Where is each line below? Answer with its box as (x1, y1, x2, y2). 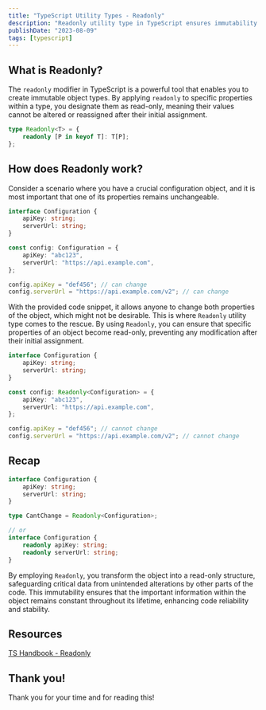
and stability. (8, 604, 50, 614)
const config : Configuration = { (8, 244, 119, 252)
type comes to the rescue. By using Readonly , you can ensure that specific (8, 320, 252, 329)
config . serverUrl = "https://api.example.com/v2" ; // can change (8, 288, 229, 296)
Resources (8, 627, 63, 641)
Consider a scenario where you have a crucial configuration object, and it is (8, 183, 256, 193)
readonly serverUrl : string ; (22, 548, 119, 556)
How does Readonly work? (8, 163, 143, 176)
